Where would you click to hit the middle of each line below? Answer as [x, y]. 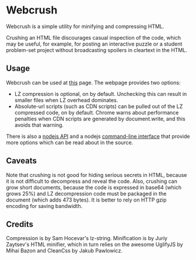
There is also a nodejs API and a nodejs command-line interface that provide [98, 136]
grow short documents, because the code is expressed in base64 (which [94, 187]
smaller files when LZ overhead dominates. [66, 100]
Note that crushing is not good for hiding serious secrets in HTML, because [97, 175]
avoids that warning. [39, 125]
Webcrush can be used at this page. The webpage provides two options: [93, 82]
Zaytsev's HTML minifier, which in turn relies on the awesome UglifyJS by [94, 245]
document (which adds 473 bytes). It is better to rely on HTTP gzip [86, 200]
